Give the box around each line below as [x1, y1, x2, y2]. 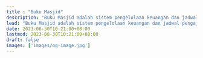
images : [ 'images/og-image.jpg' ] [6, 43, 91, 49]
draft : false [6, 37, 39, 43]
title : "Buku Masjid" [6, 8, 63, 15]
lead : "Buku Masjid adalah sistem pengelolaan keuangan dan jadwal [6, 20, 180, 26]
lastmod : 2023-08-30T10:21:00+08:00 [6, 31, 98, 37]
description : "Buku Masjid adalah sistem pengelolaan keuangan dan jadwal [6, 14, 199, 21]
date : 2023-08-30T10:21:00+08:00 [6, 25, 91, 32]
